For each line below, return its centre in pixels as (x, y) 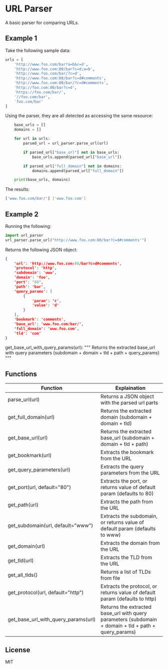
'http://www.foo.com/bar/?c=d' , (48, 74)
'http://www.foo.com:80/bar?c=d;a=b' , (54, 69)
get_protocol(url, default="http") (46, 593)
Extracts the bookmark (127, 453)
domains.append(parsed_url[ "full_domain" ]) (78, 171)
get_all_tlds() (23, 575)
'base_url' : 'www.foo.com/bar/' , (49, 324)
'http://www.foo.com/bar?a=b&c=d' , (51, 64)
